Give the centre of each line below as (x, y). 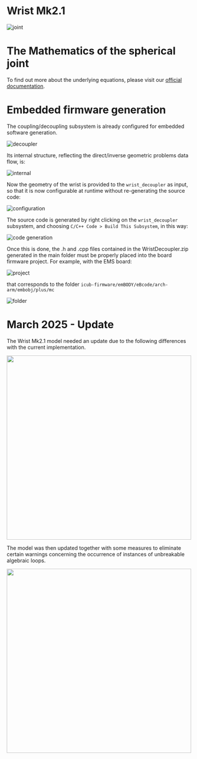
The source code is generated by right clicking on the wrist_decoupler (92, 220)
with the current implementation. (46, 347)
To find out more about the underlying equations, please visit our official (94, 80)
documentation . (26, 86)
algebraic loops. (26, 560)
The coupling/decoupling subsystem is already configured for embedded (96, 126)
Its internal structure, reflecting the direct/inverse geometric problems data (98, 155)
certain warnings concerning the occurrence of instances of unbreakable (96, 554)
